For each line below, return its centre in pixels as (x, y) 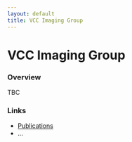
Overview (24, 77)
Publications (35, 126)
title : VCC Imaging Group (45, 20)
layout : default (31, 14)
